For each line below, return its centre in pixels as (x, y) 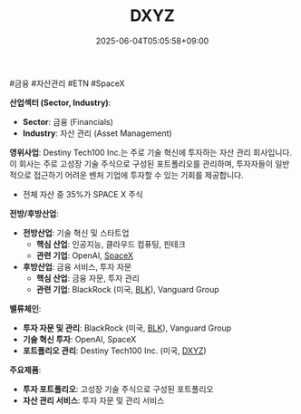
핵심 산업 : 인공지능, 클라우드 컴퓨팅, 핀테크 (111, 244)
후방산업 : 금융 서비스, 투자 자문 (77, 266)
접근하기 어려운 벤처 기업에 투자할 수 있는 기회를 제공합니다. (138, 175)
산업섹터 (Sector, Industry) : (60, 102)
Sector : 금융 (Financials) (68, 121)
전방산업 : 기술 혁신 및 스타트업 (76, 233)
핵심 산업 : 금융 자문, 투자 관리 (88, 278)
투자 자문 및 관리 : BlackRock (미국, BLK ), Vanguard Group (127, 328)
